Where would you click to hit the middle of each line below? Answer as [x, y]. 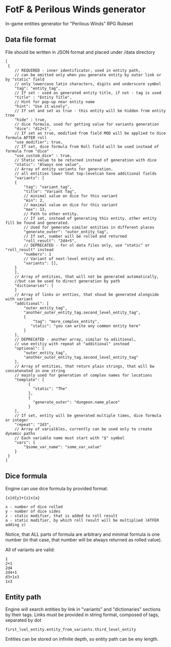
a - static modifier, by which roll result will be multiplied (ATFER [82, 520]
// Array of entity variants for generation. [64, 169]
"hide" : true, [31, 120]
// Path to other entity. [51, 214]
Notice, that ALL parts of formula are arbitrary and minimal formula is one [83, 534]
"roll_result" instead [29, 249]
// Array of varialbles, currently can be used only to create [83, 429]
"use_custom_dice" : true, [43, 155]
